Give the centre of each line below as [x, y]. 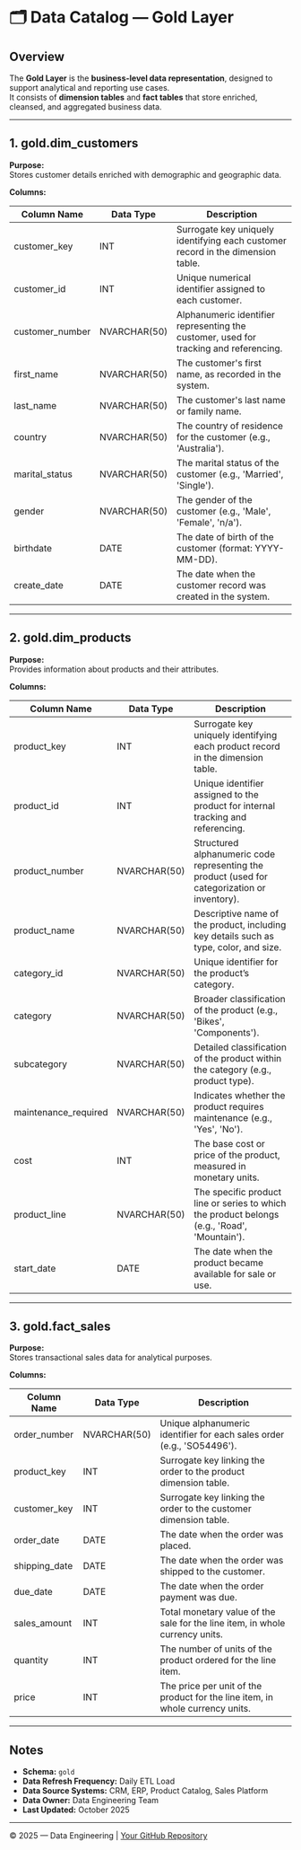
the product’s [222, 973]
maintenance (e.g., [233, 1117]
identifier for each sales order [222, 1435]
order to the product [202, 1472]
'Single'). [195, 485]
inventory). [217, 899]
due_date [34, 1592]
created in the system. [223, 596]
